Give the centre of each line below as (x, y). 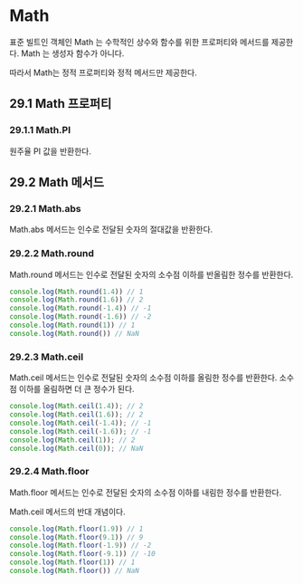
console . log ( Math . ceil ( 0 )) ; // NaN (76, 448)
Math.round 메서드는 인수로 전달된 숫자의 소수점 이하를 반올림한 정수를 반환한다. (151, 274)
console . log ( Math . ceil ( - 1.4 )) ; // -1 (80, 423)
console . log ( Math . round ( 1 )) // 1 (72, 326)
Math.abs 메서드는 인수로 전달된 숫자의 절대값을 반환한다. (111, 230)
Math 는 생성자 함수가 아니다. (73, 53)
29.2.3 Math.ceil (47, 357)
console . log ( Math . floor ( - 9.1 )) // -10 (82, 554)
